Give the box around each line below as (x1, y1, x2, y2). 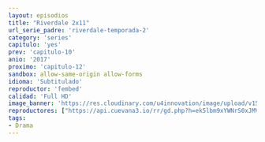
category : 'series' (8, 33, 73, 42)
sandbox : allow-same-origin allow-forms (8, 70, 144, 78)
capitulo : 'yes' (8, 41, 62, 49)
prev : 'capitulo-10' (8, 48, 77, 56)
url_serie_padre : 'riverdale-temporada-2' (8, 26, 150, 34)
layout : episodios (8, 11, 69, 20)
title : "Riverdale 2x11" (8, 19, 90, 27)
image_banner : (8, 99, 55, 107)
